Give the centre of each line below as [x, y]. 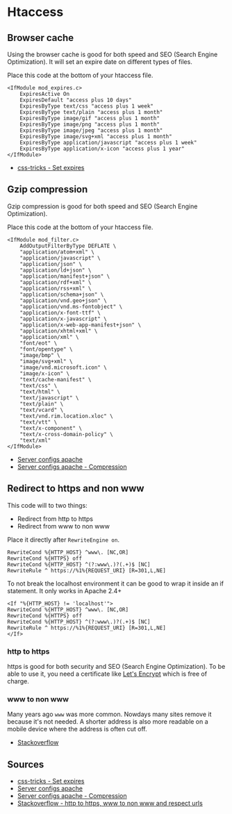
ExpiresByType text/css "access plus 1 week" [87, 106]
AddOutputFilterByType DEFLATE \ [68, 246]
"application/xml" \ [49, 337]
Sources [26, 764]
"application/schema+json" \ [62, 294]
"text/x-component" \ [51, 428]
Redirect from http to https [55, 519]
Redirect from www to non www [63, 526]
